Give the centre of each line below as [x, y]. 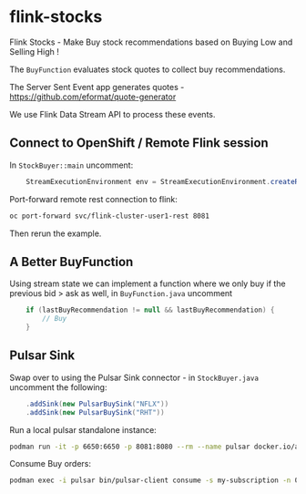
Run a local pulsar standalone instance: [83, 429]
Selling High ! [34, 51]
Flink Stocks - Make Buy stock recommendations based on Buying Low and [151, 42]
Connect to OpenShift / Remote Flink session [139, 143]
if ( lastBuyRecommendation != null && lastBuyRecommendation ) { [150, 310]
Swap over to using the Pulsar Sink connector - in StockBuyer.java [134, 377]
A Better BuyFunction [71, 262]
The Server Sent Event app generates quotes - [97, 87]
